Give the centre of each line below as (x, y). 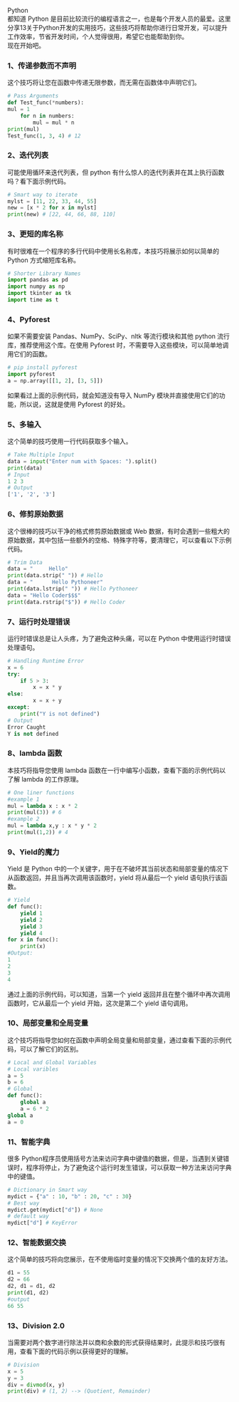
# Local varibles (33, 1069)
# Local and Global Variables (52, 1062)
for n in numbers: (47, 116)
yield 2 (31, 920)
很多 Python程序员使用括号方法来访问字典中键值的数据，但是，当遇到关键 (115, 1158)
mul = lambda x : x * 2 (43, 806)
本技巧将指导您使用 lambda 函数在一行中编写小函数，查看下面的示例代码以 (117, 770)
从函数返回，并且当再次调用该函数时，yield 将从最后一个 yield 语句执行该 (115, 878)
